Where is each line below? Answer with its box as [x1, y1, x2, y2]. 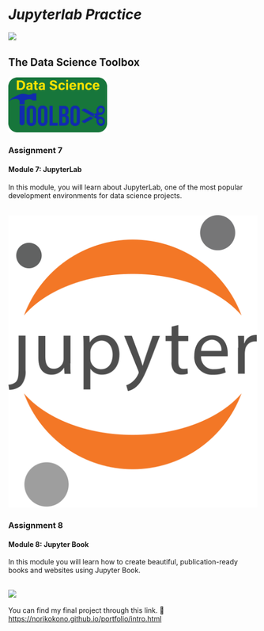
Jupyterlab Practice [8, 6, 142, 24]
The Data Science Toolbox [8, 55, 140, 69]
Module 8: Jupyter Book [8, 539, 89, 549]
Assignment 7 [8, 145, 63, 156]
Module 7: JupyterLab [8, 164, 82, 174]
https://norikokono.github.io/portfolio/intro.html [8, 614, 162, 624]
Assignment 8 [8, 520, 63, 531]
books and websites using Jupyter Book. [8, 565, 141, 576]
